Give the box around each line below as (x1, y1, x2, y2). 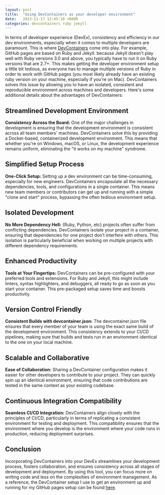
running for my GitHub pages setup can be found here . (5, 484, 117, 490)
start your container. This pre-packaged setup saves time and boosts (5, 286, 145, 292)
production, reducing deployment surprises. (5, 430, 95, 437)
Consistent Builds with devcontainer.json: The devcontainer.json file (5, 318, 147, 324)
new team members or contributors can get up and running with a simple (5, 189, 154, 195)
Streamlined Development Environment (5, 107, 129, 115)
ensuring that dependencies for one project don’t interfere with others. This (5, 232, 159, 238)
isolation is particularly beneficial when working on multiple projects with (5, 237, 153, 243)
